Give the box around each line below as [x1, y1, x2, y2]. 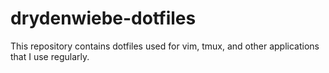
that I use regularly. [10, 50, 90, 62]
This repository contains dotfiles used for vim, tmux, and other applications [10, 40, 320, 52]
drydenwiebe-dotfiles [10, 7, 197, 30]
